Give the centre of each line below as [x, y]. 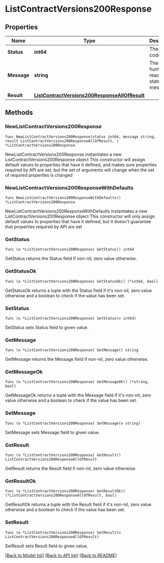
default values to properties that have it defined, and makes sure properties [81, 165]
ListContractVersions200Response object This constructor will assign [75, 159]
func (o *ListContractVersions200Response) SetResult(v [63, 532]
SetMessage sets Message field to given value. [52, 432]
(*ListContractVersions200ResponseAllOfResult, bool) [61, 496]
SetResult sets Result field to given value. [47, 546]
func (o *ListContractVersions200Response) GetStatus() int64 [70, 250]
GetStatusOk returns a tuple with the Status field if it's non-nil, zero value [79, 290]
